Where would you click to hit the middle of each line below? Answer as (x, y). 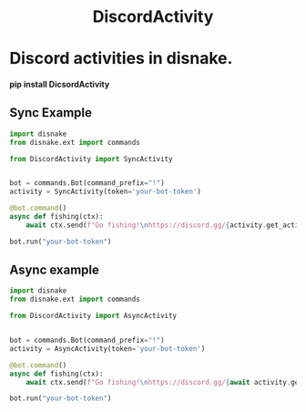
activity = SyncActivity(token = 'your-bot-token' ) (106, 192)
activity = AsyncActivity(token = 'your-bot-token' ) (107, 348)
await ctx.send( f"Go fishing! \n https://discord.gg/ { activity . (146, 225)
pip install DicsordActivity (60, 84)
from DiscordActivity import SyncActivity (91, 159)
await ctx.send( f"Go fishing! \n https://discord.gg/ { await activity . (158, 382)
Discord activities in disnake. (121, 59)
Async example (55, 270)
